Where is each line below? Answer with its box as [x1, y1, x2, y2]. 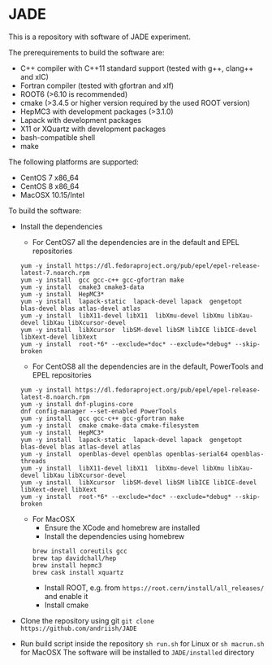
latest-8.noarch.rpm [19, 392, 90, 401]
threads [19, 457, 46, 465]
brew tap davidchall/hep [32, 554, 117, 562]
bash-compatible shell [19, 132, 96, 142]
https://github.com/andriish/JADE [19, 624, 137, 632]
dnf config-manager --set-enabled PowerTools [19, 407, 177, 415]
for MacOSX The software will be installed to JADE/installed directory [19, 647, 255, 657]
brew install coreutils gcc [32, 547, 127, 555]
